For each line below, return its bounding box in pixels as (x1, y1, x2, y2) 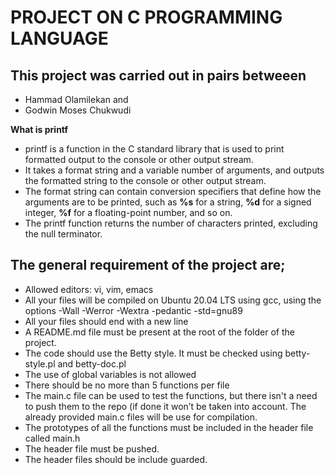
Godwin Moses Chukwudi (24, 104, 132, 116)
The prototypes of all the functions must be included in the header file (24, 421, 314, 433)
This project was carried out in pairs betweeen (10, 67, 307, 84)
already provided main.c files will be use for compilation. (24, 411, 258, 423)
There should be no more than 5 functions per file (24, 379, 230, 391)
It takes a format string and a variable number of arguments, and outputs (24, 164, 325, 176)
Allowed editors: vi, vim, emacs (24, 283, 154, 295)
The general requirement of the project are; (10, 257, 286, 274)
